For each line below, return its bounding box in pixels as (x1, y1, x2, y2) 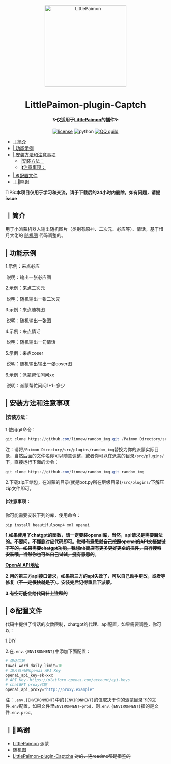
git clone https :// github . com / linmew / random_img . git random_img (5, 470, 145, 475)
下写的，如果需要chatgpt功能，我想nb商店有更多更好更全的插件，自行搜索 (5, 545, 162, 551)
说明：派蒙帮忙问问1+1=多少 (6, 383, 65, 389)
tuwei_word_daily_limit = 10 (5, 663, 63, 669)
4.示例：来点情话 (5, 328, 41, 334)
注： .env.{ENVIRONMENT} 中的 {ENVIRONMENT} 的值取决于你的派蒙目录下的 (5, 697, 152, 703)
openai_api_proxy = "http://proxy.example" (5, 687, 95, 692)
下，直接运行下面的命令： (5, 459, 59, 465)
